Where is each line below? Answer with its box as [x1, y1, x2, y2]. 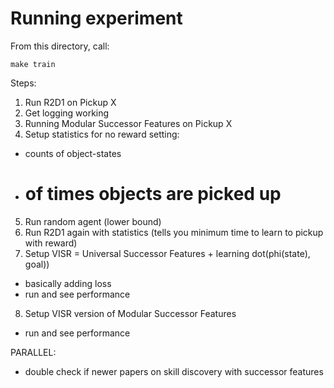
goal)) [24, 258, 50, 270]
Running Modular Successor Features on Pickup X [24, 117, 233, 129]
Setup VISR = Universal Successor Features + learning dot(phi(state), [24, 247, 311, 259]
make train [10, 59, 56, 69]
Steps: [10, 77, 37, 89]
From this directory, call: [10, 40, 110, 52]
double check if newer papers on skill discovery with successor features [24, 365, 324, 377]
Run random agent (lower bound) [24, 215, 162, 227]
